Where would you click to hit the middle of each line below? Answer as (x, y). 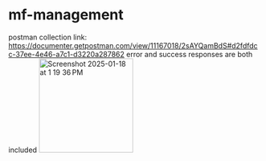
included (23, 150)
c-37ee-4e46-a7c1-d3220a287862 (66, 54)
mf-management (66, 15)
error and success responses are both (189, 54)
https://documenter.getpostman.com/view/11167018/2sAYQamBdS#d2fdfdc (133, 45)
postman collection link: (47, 37)
